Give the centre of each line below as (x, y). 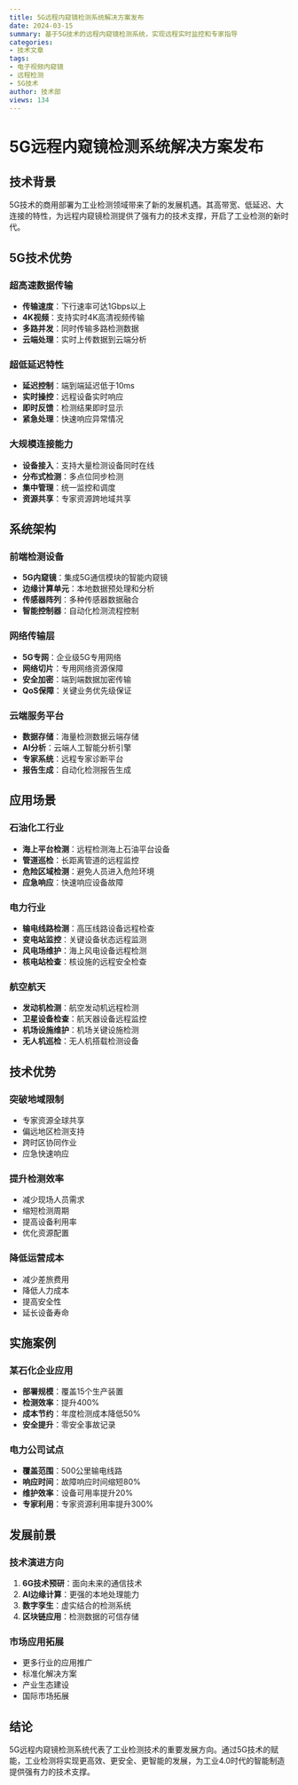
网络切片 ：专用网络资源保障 (73, 668)
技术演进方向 (37, 1562)
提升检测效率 (37, 1178)
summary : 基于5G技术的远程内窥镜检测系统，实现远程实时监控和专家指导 (123, 34)
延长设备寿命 (45, 1312)
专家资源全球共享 (53, 1120)
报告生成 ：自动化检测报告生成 (76, 769)
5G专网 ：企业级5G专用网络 (71, 657)
